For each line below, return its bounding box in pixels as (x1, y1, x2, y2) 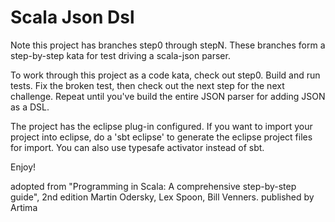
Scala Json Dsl (10, 6, 135, 29)
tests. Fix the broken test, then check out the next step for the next (10, 79, 285, 91)
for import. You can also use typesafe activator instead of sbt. (10, 141, 265, 153)
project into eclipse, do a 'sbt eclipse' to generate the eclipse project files (10, 131, 313, 143)
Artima (10, 201, 38, 213)
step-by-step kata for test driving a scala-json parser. (10, 49, 231, 61)
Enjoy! (10, 161, 37, 173)
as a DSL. (10, 101, 50, 113)
